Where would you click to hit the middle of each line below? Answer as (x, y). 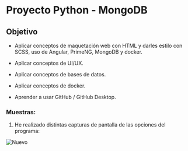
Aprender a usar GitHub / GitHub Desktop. (65, 97)
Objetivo (22, 32)
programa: (27, 131)
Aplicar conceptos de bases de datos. (60, 74)
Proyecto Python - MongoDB (77, 10)
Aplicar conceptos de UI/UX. (49, 63)
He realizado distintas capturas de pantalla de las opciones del (90, 125)
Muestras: (21, 112)
